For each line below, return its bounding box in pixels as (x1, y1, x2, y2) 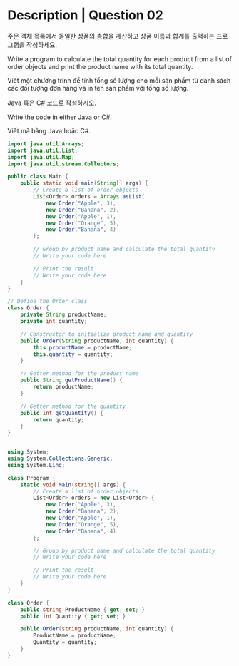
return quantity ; (33, 416, 84, 424)
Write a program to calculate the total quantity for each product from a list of (7, 54, 232, 63)
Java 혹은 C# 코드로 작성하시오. (7, 98, 96, 107)
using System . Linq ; (7, 461, 66, 468)
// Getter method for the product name (20, 370, 139, 377)
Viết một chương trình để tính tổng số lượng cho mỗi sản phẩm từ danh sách (7, 76, 231, 85)
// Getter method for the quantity (20, 403, 126, 410)
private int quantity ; (20, 318, 88, 325)
